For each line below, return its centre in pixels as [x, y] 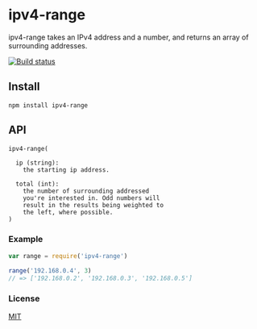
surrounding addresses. [48, 45]
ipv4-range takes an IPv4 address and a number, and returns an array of [128, 37]
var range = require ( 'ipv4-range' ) [68, 256]
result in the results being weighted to [93, 205]
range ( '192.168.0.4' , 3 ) [50, 271]
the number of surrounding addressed [86, 191]
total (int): [37, 184]
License [24, 298]
